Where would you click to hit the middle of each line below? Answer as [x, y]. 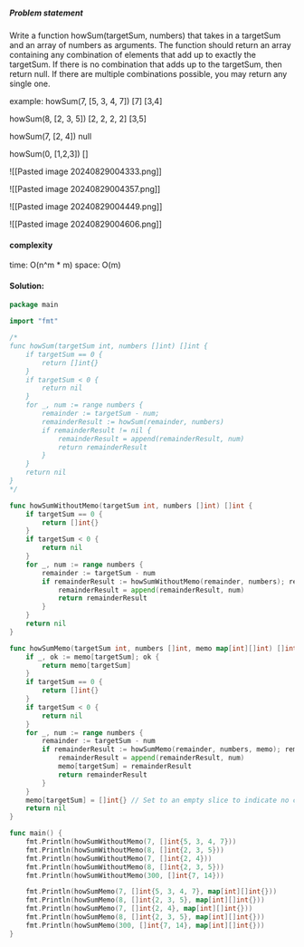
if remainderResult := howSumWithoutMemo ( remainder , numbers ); [163, 581]
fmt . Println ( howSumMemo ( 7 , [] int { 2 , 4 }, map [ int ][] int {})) [139, 909]
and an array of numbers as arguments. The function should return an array [150, 44]
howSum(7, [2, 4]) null [51, 136]
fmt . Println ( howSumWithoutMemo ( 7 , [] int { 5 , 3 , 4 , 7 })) [131, 842]
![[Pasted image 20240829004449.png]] [86, 206]
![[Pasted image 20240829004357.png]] [85, 188]
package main [34, 305]
